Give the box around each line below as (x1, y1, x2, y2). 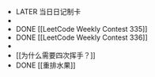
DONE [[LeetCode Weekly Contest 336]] (15, 33, 148, 42)
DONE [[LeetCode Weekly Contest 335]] (15, 25, 148, 33)
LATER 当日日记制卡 (15, 7, 81, 16)
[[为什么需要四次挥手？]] (15, 51, 96, 60)
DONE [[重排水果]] (15, 60, 76, 70)
